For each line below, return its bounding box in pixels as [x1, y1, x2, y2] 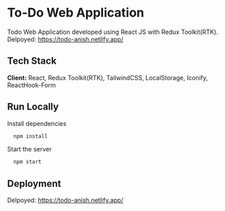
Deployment [7, 178, 62, 190]
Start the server [7, 145, 52, 154]
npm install [13, 133, 48, 140]
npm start [13, 158, 42, 165]
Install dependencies [7, 119, 67, 127]
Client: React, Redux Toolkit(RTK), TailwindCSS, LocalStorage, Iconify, [7, 73, 208, 82]
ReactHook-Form [7, 81, 57, 89]
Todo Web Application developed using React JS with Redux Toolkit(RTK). [7, 28, 219, 36]
